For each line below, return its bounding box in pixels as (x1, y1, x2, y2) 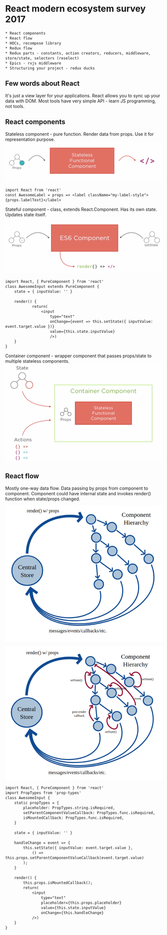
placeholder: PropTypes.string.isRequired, (23, 805, 115, 810)
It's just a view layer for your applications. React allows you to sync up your (5, 92, 160, 98)
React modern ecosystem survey (5, 3, 146, 14)
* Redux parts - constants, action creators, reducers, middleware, (5, 50, 151, 55)
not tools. (5, 103, 25, 109)
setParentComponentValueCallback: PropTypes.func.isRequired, (23, 810, 155, 815)
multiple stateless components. (5, 358, 70, 364)
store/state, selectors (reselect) (5, 55, 79, 60)
